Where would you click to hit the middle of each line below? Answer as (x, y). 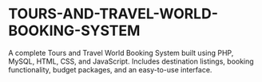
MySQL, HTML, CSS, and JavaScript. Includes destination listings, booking (131, 61)
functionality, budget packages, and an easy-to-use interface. (110, 69)
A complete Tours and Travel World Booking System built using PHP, (121, 53)
